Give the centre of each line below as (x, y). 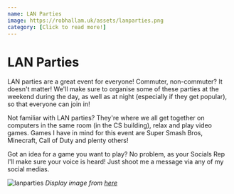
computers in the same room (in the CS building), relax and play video (110, 125)
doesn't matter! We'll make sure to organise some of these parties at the (113, 89)
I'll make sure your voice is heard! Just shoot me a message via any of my (116, 162)
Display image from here (81, 183)
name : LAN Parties (34, 14)
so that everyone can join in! (49, 104)
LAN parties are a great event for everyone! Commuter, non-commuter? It (115, 81)
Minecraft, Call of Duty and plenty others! (68, 141)
